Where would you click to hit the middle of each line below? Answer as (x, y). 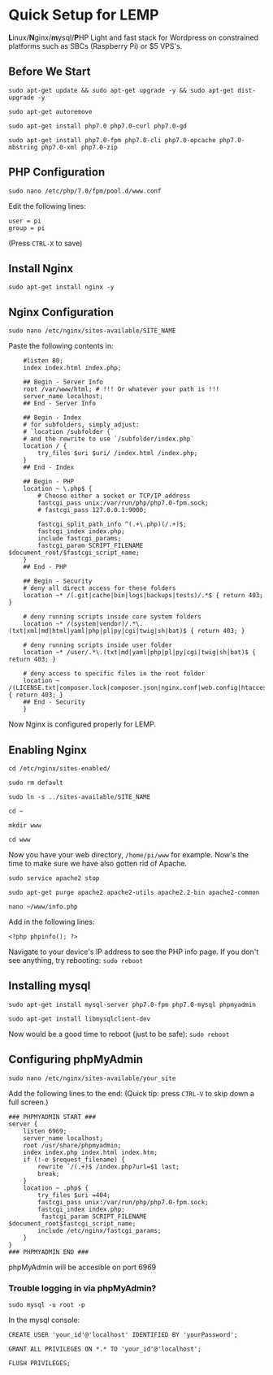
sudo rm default (36, 783)
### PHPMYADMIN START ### (52, 1117)
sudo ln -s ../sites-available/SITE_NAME (80, 797)
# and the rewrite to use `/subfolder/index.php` (109, 439)
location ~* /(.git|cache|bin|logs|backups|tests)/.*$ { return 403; (143, 596)
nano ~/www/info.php (43, 907)
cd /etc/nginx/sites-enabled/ (60, 769)
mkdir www (25, 826)
